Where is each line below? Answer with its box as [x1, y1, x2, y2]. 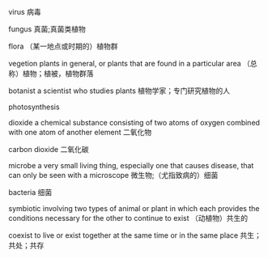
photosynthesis [8, 102, 60, 112]
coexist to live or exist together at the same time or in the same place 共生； [8, 231, 262, 240]
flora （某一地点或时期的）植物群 [8, 41, 119, 51]
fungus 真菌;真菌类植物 [8, 24, 87, 34]
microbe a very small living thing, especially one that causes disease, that [8, 161, 254, 170]
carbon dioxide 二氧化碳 [8, 145, 89, 154]
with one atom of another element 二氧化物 [8, 128, 152, 137]
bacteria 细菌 [8, 188, 53, 197]
